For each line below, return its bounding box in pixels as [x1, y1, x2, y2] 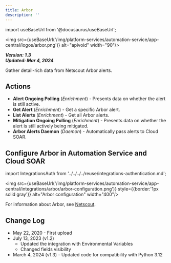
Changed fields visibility [20, 246, 72, 252]
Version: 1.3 [5, 52, 31, 58]
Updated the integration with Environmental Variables [20, 240, 133, 247]
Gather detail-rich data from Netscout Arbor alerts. [5, 67, 113, 73]
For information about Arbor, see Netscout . [5, 201, 96, 208]
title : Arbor [5, 7, 33, 13]
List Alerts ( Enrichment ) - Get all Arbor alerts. [12, 112, 110, 118]
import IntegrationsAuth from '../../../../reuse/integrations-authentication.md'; [5, 171, 166, 177]
